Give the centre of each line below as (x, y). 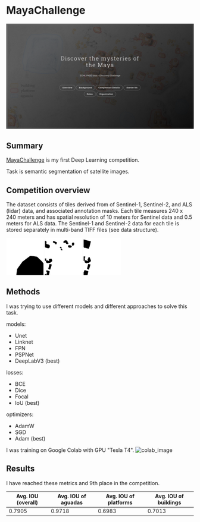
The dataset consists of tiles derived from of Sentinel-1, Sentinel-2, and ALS (99, 205)
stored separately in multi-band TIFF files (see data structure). (82, 230)
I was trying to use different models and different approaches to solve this (97, 306)
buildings (169, 502)
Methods (23, 292)
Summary (25, 145)
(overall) (27, 502)
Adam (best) (30, 438)
